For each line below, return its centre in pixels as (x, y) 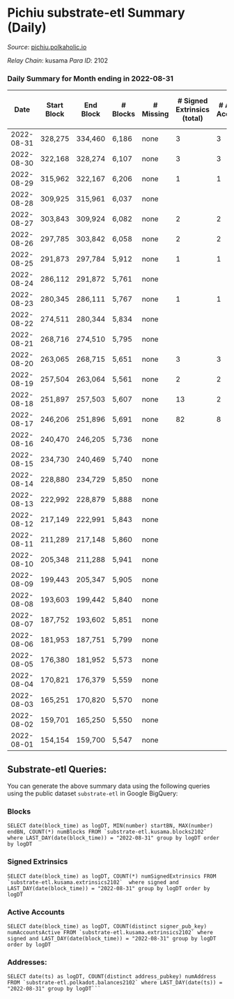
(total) (193, 119)
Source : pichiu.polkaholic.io (47, 47)
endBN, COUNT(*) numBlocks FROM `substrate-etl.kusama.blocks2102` (107, 832)
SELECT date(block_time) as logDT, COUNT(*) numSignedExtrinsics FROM (112, 876)
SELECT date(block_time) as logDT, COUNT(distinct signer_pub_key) (107, 926)
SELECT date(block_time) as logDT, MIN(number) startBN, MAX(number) (110, 826)
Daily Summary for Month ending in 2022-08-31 (91, 78)
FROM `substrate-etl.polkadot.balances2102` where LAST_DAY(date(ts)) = (115, 983)
